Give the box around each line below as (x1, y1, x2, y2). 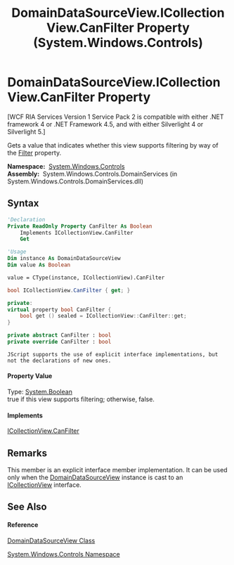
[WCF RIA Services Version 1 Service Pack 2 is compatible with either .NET (7, 112, 224, 121)
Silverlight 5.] (7, 127, 46, 136)
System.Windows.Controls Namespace (7, 550, 121, 558)
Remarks (7, 447, 48, 459)
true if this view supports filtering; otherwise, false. (7, 395, 155, 403)
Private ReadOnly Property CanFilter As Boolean (7, 223, 152, 230)
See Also (7, 501, 47, 513)
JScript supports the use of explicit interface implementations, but (7, 351, 219, 358)
